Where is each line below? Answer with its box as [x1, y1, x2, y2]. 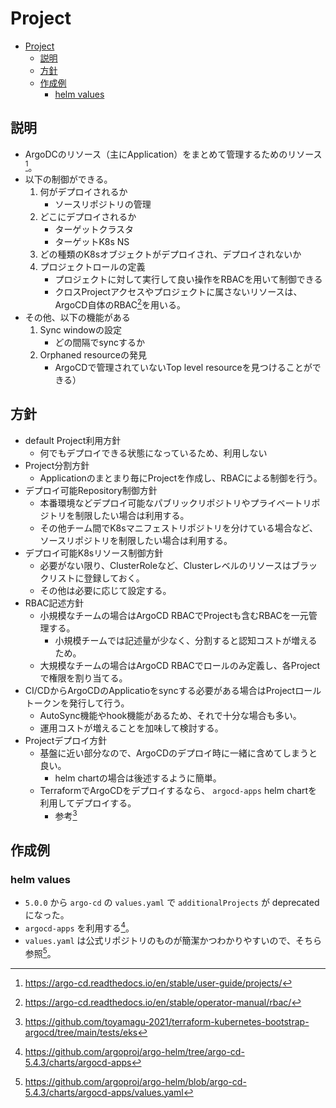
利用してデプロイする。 [39, 797, 137, 809]
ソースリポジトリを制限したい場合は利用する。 [39, 534, 233, 546]
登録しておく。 [83, 572, 145, 584]
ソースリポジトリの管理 [54, 198, 152, 211]
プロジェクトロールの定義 [39, 261, 146, 273]
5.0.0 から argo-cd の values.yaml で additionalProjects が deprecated [24, 897, 320, 909]
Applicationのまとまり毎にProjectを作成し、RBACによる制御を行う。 [39, 472, 323, 484]
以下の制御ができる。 [24, 173, 113, 186]
